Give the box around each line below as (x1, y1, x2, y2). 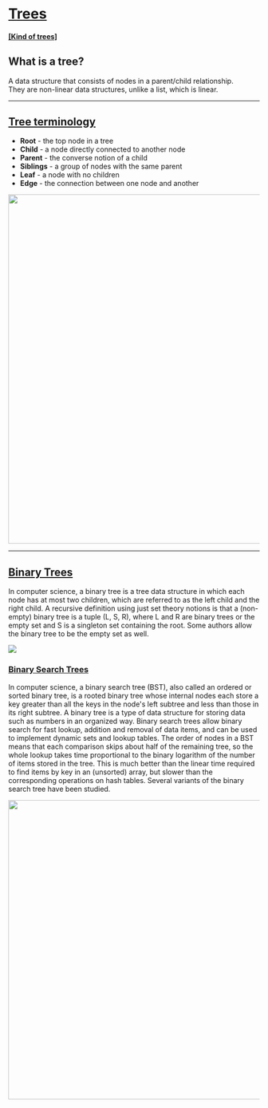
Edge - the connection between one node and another (19, 179, 199, 188)
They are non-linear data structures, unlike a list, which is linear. (8, 85, 219, 94)
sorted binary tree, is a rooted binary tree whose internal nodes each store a (8, 691, 259, 700)
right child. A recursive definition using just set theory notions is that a (8, 603, 238, 613)
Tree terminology (8, 115, 96, 129)
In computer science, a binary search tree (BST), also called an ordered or (8, 682, 252, 691)
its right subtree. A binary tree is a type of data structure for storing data (8, 707, 246, 717)
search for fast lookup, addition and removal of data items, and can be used (8, 724, 258, 734)
